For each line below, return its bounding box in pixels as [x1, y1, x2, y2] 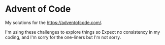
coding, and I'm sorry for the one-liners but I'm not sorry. [5, 34, 121, 40]
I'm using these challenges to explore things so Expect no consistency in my [5, 29, 160, 35]
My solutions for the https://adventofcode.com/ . [5, 20, 102, 25]
